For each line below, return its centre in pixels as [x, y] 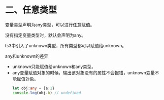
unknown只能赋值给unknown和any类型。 [54, 67]
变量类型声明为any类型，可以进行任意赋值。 [50, 25]
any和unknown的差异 [27, 56]
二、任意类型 [31, 10]
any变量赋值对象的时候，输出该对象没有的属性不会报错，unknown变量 [83, 72]
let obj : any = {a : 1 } [33, 88]
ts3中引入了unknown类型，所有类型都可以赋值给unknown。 [66, 45]
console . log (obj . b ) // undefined [47, 93]
